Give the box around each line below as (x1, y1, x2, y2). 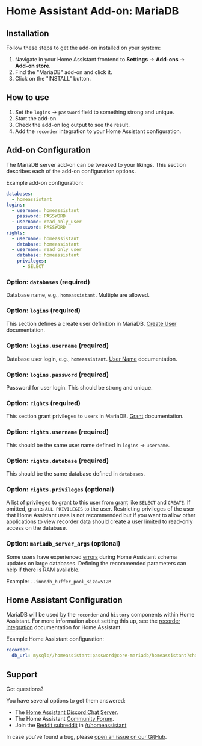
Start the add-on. (14, 114, 58, 122)
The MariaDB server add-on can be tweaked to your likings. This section (6, 161, 186, 168)
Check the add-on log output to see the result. (14, 121, 130, 128)
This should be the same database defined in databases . (6, 470, 145, 477)
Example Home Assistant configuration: (6, 635, 104, 642)
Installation (6, 28, 49, 39)
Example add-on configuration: (6, 179, 84, 186)
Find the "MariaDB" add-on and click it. (14, 69, 112, 76)
